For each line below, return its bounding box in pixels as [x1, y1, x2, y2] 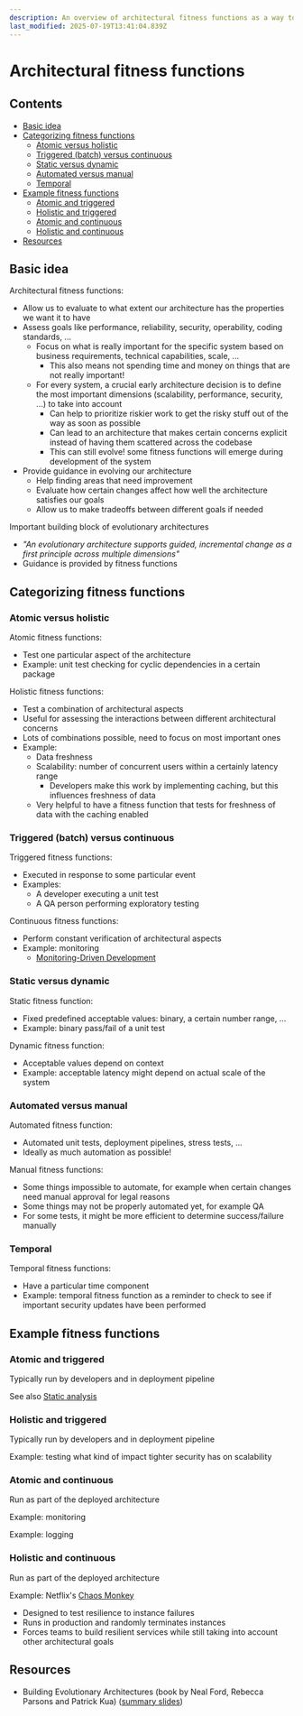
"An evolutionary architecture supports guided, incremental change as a [22, 539, 292, 550]
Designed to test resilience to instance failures [22, 1607, 196, 1618]
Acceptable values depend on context [22, 1057, 164, 1068]
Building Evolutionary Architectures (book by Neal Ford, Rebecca [22, 1686, 264, 1697]
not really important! [49, 370, 124, 381]
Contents [9, 97, 63, 112]
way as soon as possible [49, 418, 142, 429]
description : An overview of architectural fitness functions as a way [9, 13, 284, 23]
